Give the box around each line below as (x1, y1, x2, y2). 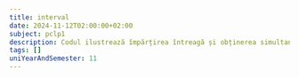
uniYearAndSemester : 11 (9, 54, 98, 63)
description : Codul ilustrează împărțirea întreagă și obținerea (9, 37, 256, 47)
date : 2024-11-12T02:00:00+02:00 (9, 21, 133, 30)
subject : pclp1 (9, 29, 66, 38)
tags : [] (9, 46, 42, 55)
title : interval (9, 12, 69, 22)
